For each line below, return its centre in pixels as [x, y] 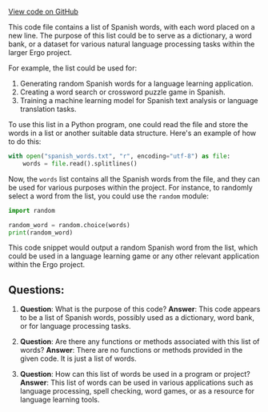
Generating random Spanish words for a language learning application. [136, 84]
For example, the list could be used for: [73, 68]
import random [32, 210]
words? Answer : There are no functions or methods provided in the [131, 350]
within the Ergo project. [47, 265]
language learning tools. [60, 400]
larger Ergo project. [40, 52]
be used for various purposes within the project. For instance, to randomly [131, 187]
